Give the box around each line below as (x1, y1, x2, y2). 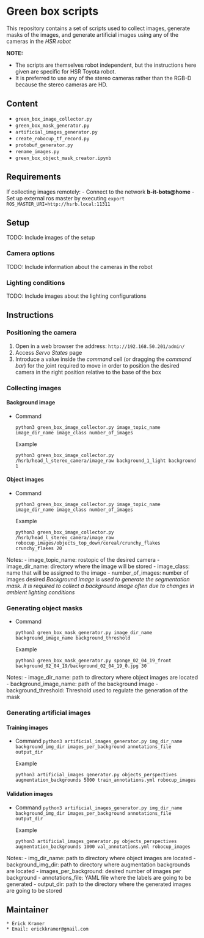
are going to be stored (6, 887, 62, 894)
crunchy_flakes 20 (15, 545, 62, 551)
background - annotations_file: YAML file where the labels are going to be (6, 874, 192, 881)
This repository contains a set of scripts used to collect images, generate (6, 25, 191, 32)
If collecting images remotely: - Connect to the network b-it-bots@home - (6, 188, 195, 195)
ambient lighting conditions (6, 588, 75, 596)
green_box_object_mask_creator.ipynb (15, 155, 112, 161)
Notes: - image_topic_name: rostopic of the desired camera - (6, 556, 160, 563)
